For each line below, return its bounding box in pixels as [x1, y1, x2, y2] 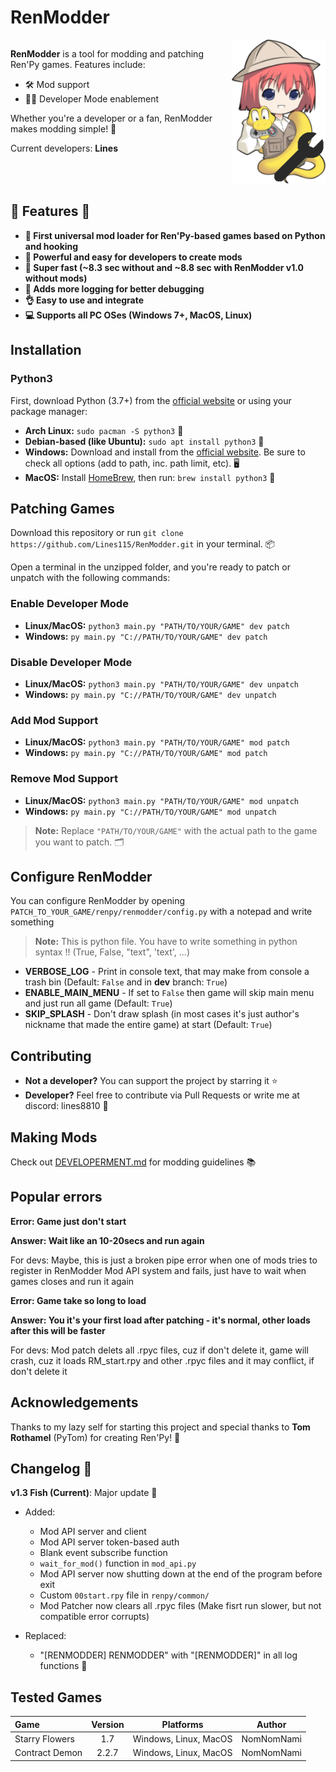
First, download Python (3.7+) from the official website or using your [10, 394, 292, 406]
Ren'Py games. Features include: [10, 58, 146, 70]
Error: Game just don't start [10, 1215, 127, 1227]
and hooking [24, 240, 79, 252]
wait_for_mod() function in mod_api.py [39, 1557, 197, 1570]
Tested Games [10, 1689, 103, 1706]
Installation [10, 342, 82, 359]
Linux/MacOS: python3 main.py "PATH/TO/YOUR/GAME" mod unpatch [24, 794, 299, 806]
